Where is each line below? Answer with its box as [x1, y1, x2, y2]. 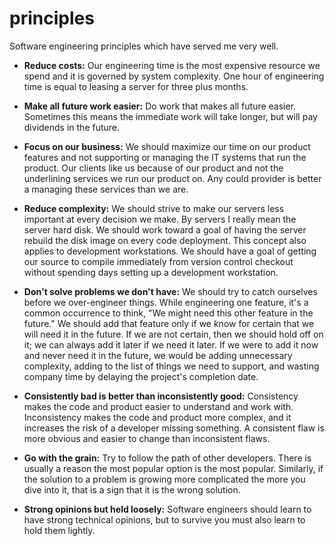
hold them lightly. [23, 524, 96, 536]
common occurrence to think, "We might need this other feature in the [23, 307, 314, 319]
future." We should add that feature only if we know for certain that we [23, 317, 315, 329]
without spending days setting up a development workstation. [23, 266, 279, 278]
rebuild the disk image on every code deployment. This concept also [23, 234, 307, 246]
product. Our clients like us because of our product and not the [23, 162, 284, 174]
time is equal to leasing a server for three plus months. [23, 80, 249, 92]
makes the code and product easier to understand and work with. [23, 400, 294, 412]
